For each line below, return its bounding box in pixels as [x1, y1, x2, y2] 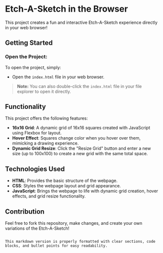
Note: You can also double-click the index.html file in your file [17, 83, 142, 89]
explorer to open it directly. [17, 89, 72, 94]
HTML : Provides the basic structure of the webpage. [12, 178, 118, 183]
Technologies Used [5, 164, 65, 173]
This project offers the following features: [5, 115, 88, 121]
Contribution [5, 207, 45, 216]
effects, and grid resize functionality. [12, 193, 86, 199]
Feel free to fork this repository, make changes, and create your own [5, 220, 143, 226]
